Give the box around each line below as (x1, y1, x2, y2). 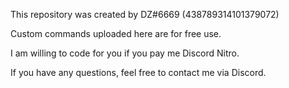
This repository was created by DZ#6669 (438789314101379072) (10, 9, 280, 20)
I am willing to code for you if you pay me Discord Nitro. (10, 47, 240, 59)
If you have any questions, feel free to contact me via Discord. (10, 67, 267, 78)
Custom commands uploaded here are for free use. (10, 28, 222, 39)
